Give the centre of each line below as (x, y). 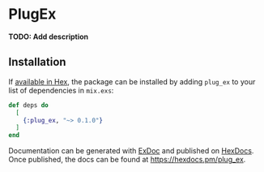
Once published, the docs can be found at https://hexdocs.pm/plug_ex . (127, 160)
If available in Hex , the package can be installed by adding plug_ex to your (132, 81)
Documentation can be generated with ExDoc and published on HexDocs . (131, 151)
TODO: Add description (49, 37)
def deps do (28, 105)
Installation (37, 62)
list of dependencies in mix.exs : (61, 90)
